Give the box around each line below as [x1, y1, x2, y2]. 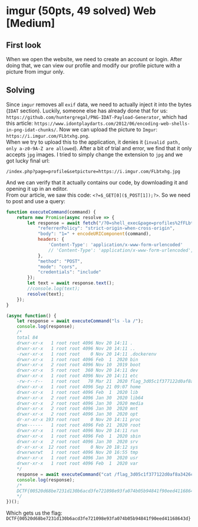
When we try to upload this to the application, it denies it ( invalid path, [6, 138, 181, 145]
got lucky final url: [6, 157, 50, 164]
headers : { [37, 237, 65, 243]
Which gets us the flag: [6, 509, 62, 516]
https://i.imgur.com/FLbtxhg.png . [6, 132, 90, 139]
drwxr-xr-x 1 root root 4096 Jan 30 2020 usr [16, 455, 138, 461]
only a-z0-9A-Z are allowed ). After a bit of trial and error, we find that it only [6, 144, 192, 151]
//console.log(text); [27, 286, 81, 292]
